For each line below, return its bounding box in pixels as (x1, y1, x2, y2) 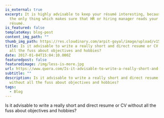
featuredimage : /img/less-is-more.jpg (5, 62, 84, 67)
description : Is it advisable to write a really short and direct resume (5, 75, 159, 80)
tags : (5, 84, 16, 90)
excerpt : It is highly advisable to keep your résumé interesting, (5, 12, 145, 17)
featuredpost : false (5, 57, 47, 62)
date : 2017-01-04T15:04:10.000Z (5, 52, 71, 58)
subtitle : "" (5, 71, 32, 76)
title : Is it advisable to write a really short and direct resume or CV (5, 44, 159, 48)
